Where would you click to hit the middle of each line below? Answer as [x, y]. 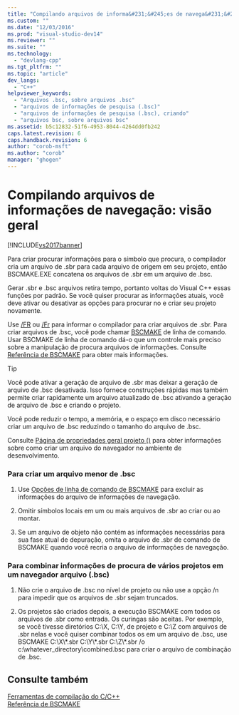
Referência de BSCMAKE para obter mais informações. [88, 354]
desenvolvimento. [33, 455]
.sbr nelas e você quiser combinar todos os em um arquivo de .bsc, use [122, 634]
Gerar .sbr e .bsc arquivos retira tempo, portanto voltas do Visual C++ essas [119, 288]
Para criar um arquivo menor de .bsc [71, 473]
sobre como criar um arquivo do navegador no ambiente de [95, 448]
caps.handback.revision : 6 [47, 140]
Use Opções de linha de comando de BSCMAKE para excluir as [111, 490]
